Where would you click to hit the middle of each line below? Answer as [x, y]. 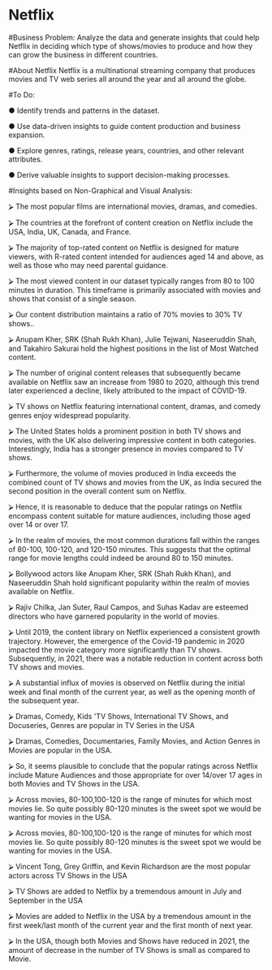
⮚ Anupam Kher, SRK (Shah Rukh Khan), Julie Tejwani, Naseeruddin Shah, [133, 339]
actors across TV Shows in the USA [68, 875]
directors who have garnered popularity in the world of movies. [114, 616]
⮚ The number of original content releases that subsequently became [125, 373]
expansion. [27, 135]
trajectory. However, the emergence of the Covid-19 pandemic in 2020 [127, 641]
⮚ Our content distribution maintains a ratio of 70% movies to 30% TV [125, 314]
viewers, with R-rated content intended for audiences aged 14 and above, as [136, 257]
